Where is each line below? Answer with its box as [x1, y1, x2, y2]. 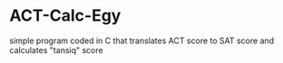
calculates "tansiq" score [9, 44, 103, 55]
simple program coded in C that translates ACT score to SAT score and [9, 35, 275, 46]
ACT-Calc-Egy [9, 5, 122, 26]
